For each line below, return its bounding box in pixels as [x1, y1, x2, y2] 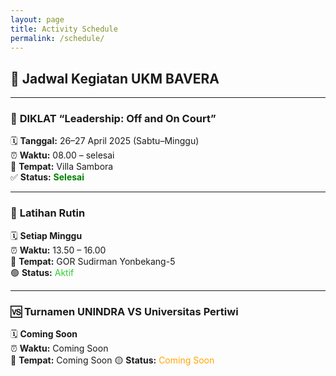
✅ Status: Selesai [10, 171, 85, 183]
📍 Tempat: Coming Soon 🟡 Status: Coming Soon [10, 354, 215, 366]
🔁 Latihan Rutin [10, 206, 86, 220]
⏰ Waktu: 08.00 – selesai [10, 149, 115, 161]
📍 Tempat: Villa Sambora [10, 161, 114, 173]
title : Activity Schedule [10, 24, 118, 34]
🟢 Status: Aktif [10, 266, 75, 278]
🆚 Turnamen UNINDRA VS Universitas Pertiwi [10, 304, 239, 318]
